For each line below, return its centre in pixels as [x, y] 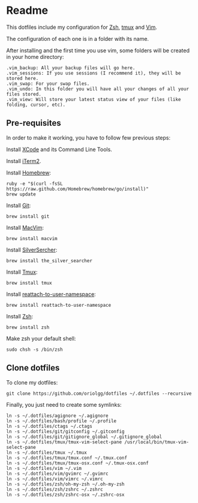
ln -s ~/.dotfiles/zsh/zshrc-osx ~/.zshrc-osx [65, 495]
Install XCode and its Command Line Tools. [59, 149]
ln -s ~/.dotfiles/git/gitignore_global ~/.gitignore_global [84, 437]
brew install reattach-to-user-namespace [59, 305]
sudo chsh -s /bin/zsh [34, 350]
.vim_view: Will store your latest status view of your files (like [94, 99]
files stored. [24, 94]
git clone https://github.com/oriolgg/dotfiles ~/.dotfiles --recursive [99, 393]
